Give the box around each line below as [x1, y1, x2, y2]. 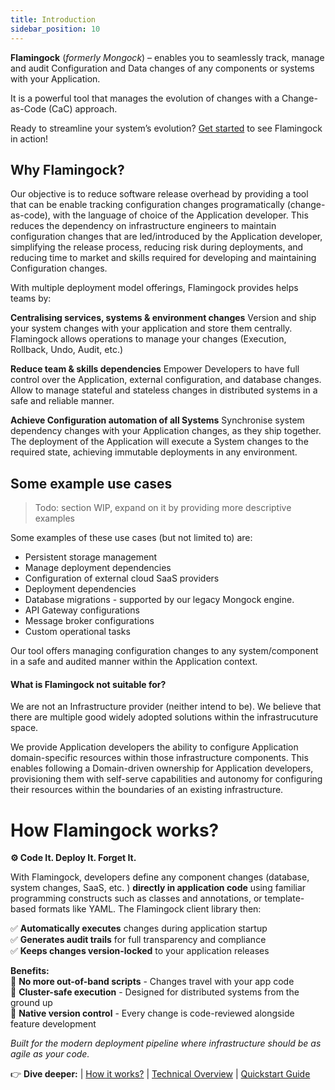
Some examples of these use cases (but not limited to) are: [10, 532, 253, 544]
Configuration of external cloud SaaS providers [24, 572, 220, 585]
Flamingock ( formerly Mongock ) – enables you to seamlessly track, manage [10, 51, 325, 63]
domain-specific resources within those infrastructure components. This [10, 752, 309, 764]
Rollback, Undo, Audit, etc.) [10, 344, 124, 356]
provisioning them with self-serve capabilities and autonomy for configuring [10, 773, 323, 785]
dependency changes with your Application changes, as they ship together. [10, 425, 322, 437]
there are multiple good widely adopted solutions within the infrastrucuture [10, 711, 319, 723]
